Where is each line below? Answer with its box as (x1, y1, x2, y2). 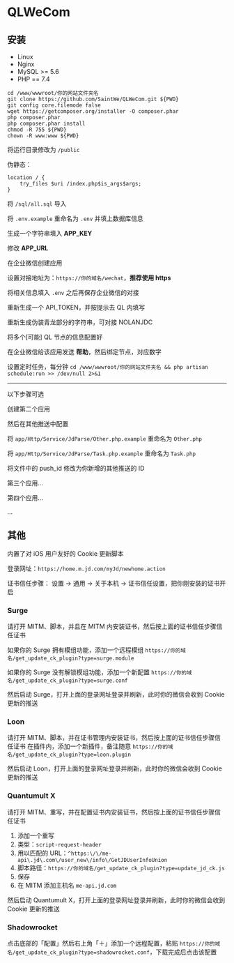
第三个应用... (7, 479, 44, 487)
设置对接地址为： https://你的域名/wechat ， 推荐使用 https (7, 273, 171, 282)
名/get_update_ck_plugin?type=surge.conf (7, 677, 128, 684)
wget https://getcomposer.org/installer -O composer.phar (7, 108, 179, 115)
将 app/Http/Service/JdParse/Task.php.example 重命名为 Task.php (7, 449, 196, 457)
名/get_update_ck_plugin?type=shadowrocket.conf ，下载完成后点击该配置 (7, 948, 217, 956)
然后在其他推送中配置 (7, 420, 68, 427)
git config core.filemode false (7, 102, 101, 109)
